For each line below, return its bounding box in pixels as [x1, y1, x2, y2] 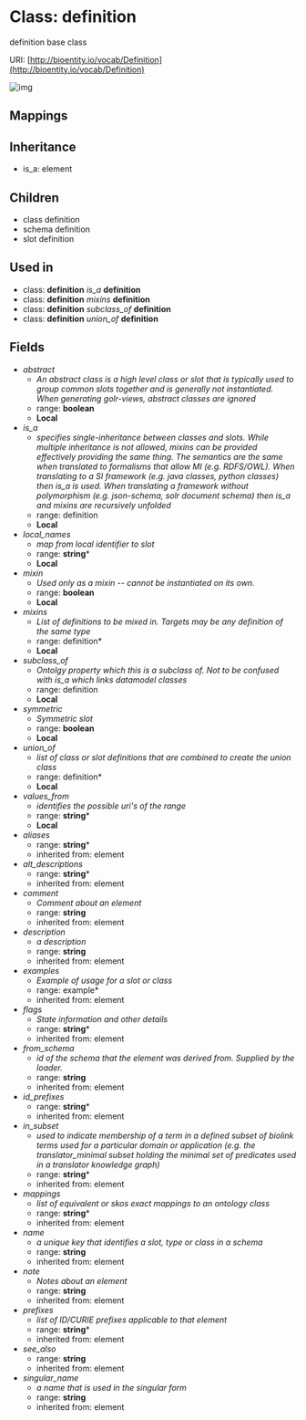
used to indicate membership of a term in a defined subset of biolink [36, 1130, 294, 1141]
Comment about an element [36, 897, 142, 908]
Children [9, 190, 59, 205]
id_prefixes [22, 1091, 65, 1102]
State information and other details [36, 1013, 168, 1024]
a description [36, 935, 87, 946]
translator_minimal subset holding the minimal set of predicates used [36, 1149, 297, 1160]
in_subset [22, 1120, 59, 1131]
